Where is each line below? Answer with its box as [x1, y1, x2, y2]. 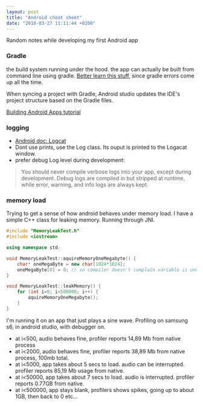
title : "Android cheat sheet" [6, 15, 83, 21]
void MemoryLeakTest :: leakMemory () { [6, 283, 101, 289]
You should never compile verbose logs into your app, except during [21, 168, 192, 175]
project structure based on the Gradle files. [6, 96, 114, 103]
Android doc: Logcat [14, 137, 66, 144]
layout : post [6, 8, 39, 15]
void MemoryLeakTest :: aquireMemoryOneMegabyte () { [6, 255, 137, 261]
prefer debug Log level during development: [14, 156, 125, 163]
